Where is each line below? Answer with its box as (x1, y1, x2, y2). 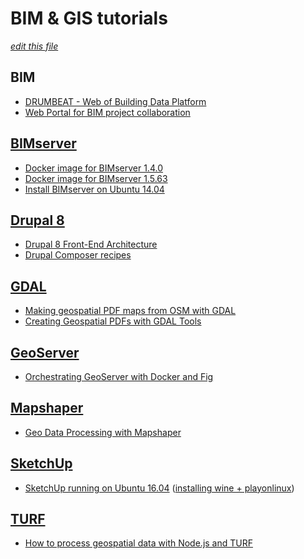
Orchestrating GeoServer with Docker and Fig (24, 371, 214, 382)
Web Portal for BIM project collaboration (24, 106, 191, 118)
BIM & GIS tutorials (10, 7, 168, 30)
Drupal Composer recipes (24, 249, 132, 261)
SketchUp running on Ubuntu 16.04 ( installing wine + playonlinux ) (24, 482, 295, 494)
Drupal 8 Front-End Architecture (24, 238, 158, 251)
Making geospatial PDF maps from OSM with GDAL (24, 305, 237, 317)
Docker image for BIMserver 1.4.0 (24, 162, 163, 174)
